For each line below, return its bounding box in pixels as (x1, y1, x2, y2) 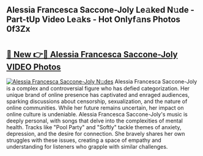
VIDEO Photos (6, 62, 61, 72)
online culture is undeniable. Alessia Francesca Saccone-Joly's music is (6, 111, 188, 118)
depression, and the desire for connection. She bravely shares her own (6, 130, 185, 137)
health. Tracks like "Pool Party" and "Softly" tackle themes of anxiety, (6, 124, 182, 130)
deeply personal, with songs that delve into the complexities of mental (6, 117, 183, 124)
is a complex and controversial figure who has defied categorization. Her (6, 85, 190, 92)
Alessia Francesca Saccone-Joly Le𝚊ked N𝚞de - (6, 5, 194, 15)
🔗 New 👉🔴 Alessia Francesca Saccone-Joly (6, 49, 178, 60)
